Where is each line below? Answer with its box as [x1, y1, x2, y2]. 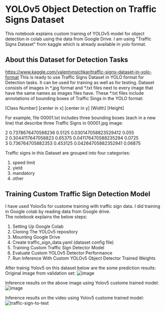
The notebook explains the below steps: [5, 213, 87, 220]
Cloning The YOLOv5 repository [12, 228, 78, 235]
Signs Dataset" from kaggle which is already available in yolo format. [5, 41, 147, 47]
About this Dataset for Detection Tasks [5, 56, 129, 64]
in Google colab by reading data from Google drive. [5, 208, 111, 214]
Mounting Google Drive [12, 234, 61, 240]
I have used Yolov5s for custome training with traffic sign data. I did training [5, 203, 161, 209]
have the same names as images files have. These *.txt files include [5, 90, 144, 96]
